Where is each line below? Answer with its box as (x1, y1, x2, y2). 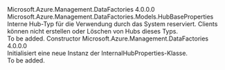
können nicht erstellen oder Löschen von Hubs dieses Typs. (7, 27, 179, 35)
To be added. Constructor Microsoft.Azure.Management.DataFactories (7, 34, 209, 43)
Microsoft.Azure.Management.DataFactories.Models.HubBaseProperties (7, 12, 214, 21)
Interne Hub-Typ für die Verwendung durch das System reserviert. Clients (7, 20, 218, 28)
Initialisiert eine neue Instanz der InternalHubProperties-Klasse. (7, 49, 188, 57)
